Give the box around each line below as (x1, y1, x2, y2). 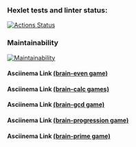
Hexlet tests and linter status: (7, 5, 108, 15)
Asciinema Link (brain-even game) (7, 69, 108, 77)
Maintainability (7, 38, 58, 48)
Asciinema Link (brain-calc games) (7, 85, 110, 93)
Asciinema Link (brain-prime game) (7, 132, 111, 140)
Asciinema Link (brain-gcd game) (7, 101, 105, 109)
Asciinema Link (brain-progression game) (7, 116, 129, 124)
